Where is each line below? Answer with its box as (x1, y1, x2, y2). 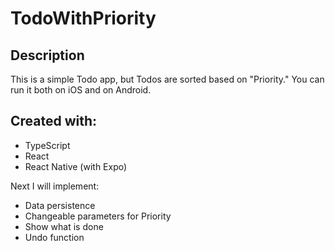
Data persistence (24, 199, 96, 211)
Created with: (10, 113, 98, 130)
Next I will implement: (10, 180, 100, 192)
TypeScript (24, 139, 71, 151)
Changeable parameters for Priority (24, 210, 172, 222)
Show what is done (24, 220, 104, 232)
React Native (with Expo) (24, 160, 128, 172)
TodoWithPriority (10, 7, 157, 30)
